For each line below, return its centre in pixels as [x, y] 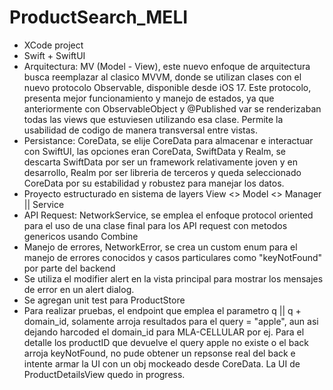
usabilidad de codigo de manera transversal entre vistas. [140, 130]
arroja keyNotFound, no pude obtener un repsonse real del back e [159, 353]
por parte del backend [69, 268]
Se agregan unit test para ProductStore [104, 300]
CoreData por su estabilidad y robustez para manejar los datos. [154, 183]
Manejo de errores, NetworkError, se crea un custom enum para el [160, 247]
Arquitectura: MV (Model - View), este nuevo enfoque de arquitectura [167, 66]
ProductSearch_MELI [99, 17]
